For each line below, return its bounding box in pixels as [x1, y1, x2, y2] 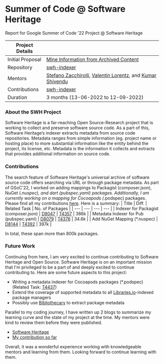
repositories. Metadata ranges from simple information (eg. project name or [5, 136, 157, 141]
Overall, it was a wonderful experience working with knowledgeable [5, 343, 142, 349]
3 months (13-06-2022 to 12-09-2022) [46, 94, 144, 101]
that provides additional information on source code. [5, 151, 111, 157]
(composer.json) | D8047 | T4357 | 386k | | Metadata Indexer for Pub [5, 210, 144, 216]
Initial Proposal [7, 56, 41, 63]
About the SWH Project [5, 109, 61, 115]
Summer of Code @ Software [5, 3, 126, 15]
